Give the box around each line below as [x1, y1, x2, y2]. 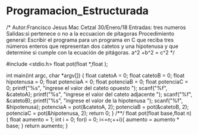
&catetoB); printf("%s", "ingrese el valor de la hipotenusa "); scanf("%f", [6, 97, 183, 104]
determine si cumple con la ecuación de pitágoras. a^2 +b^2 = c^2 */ [6, 49, 175, 56]
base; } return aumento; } [6, 122, 68, 129]
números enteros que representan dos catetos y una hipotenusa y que [6, 43, 179, 50]
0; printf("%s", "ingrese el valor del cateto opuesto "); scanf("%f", [6, 84, 168, 91]
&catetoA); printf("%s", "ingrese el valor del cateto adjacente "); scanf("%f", [6, 91, 193, 98]
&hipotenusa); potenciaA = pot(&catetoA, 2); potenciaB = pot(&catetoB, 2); [6, 103, 189, 110]
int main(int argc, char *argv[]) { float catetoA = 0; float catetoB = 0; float [6, 72, 185, 79]
